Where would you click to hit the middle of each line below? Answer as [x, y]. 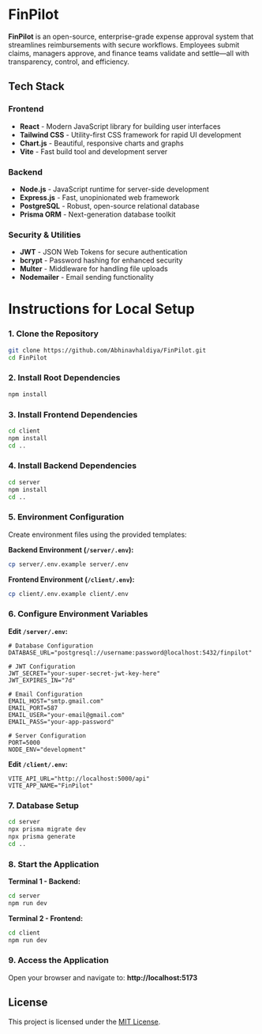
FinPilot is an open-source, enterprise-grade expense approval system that [131, 36]
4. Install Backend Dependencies [72, 466]
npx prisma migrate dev [47, 829]
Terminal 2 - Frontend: [46, 918]
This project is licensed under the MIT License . [84, 1021]
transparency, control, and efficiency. [69, 62]
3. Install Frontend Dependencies [73, 414]
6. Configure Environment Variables [78, 614]
